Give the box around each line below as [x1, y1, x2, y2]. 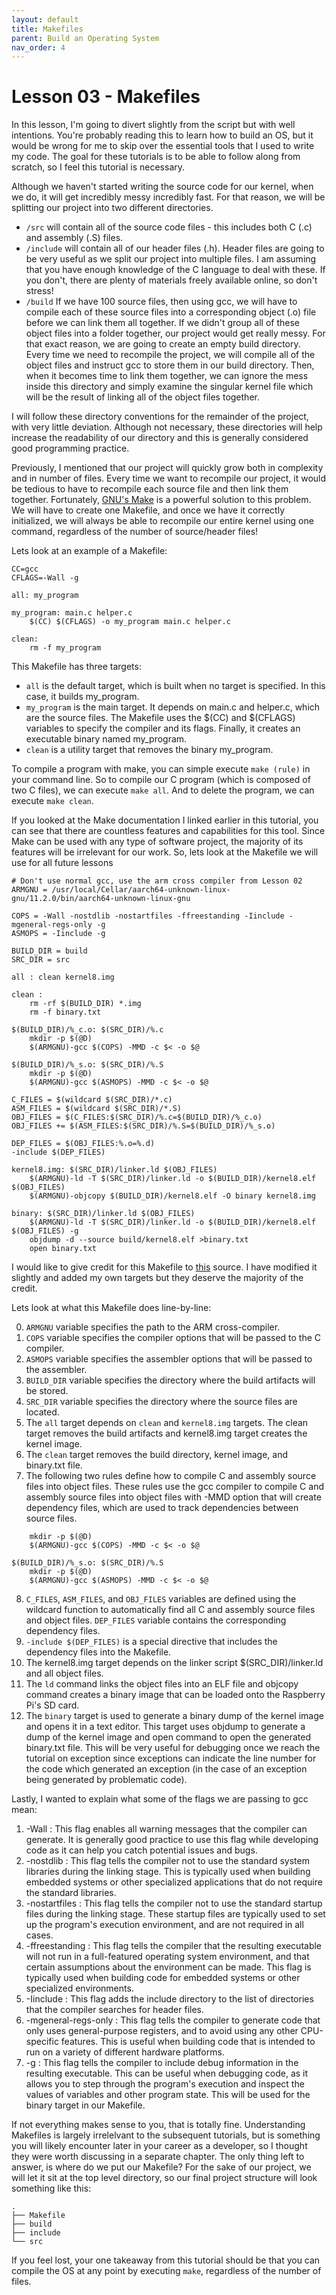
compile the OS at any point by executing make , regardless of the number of [11, 2265, 322, 2277]
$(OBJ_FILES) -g [11, 1226, 79, 1236]
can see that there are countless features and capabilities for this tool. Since [11, 825, 326, 837]
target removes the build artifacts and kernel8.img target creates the [25, 1427, 308, 1440]
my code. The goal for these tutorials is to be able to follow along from [11, 151, 301, 163]
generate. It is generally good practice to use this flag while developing [25, 1834, 319, 1846]
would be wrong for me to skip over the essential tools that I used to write [11, 140, 315, 152]
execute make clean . [11, 795, 94, 807]
